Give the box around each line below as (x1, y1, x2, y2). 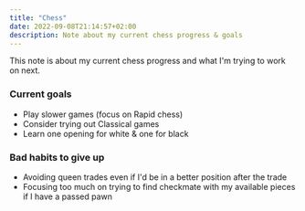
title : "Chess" (9, 13, 68, 23)
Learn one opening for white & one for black (22, 128, 189, 139)
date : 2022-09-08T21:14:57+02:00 (9, 22, 137, 31)
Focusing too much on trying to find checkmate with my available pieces (22, 181, 296, 192)
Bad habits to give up (9, 151, 105, 164)
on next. (9, 65, 41, 76)
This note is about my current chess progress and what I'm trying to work (9, 56, 286, 67)
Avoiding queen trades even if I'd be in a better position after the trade (22, 171, 288, 183)
